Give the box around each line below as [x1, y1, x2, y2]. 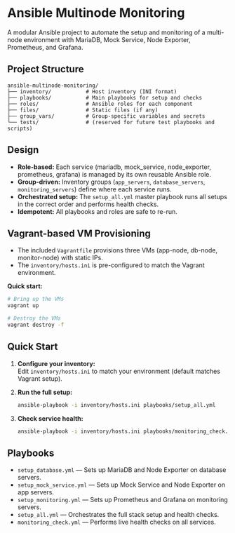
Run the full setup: [17, 388, 72, 396]
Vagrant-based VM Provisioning [7, 227, 151, 239]
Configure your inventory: [17, 359, 96, 367]
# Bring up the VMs [7, 296, 65, 303]
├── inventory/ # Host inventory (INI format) [7, 88, 177, 95]
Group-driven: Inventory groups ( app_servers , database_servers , [17, 177, 206, 186]
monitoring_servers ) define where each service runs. [17, 184, 172, 194]
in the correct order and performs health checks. [17, 200, 159, 208]
